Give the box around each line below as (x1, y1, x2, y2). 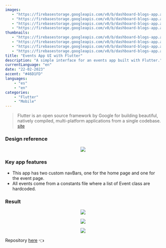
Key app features (5, 159, 47, 165)
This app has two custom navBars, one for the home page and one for (12, 170, 156, 176)
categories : (5, 90, 30, 95)
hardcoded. (12, 186, 36, 192)
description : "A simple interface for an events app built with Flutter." (5, 58, 163, 63)
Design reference (5, 135, 48, 142)
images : (5, 7, 21, 12)
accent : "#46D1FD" (5, 72, 43, 77)
